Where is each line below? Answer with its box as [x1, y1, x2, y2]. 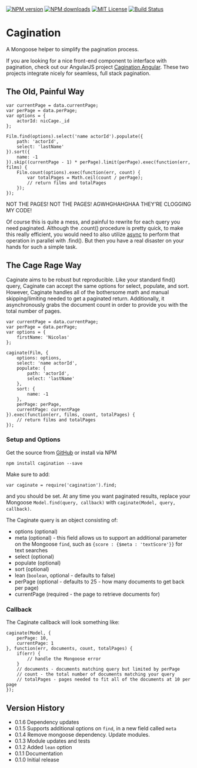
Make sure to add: [6, 471, 50, 478]
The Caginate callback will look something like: [6, 619, 120, 626]
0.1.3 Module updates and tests [14, 737, 91, 744]
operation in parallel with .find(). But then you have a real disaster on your [6, 237, 184, 244]
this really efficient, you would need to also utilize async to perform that [6, 231, 180, 238]
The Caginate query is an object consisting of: [6, 516, 118, 523]
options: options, [16, 355, 62, 361]
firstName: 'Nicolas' [16, 334, 69, 340]
